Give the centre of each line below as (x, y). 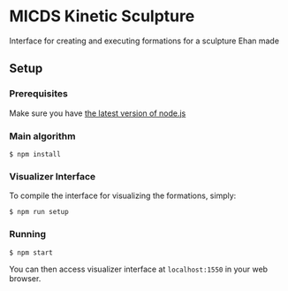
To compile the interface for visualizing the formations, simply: (123, 195)
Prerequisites (38, 94)
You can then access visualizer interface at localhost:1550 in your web (138, 269)
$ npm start (31, 253)
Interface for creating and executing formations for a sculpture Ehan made (144, 41)
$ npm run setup (39, 212)
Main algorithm (42, 136)
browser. (25, 278)
